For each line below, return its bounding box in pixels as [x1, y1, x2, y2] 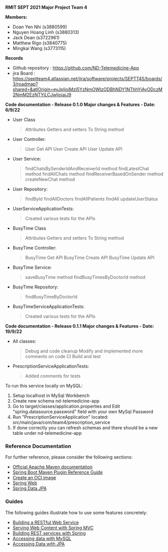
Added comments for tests [25, 373, 81, 379]
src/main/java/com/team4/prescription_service [12, 419, 110, 425]
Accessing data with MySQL [12, 535, 72, 541]
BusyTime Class [12, 225, 46, 231]
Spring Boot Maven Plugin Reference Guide [12, 469, 103, 475]
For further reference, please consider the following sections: [5, 454, 133, 460]
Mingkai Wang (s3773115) [12, 45, 66, 51]
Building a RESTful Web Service [12, 519, 79, 525]
